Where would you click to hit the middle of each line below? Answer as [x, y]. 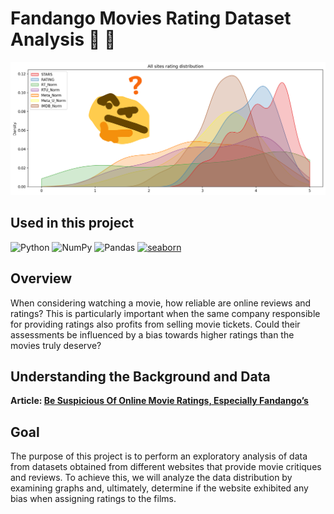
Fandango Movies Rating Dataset [151, 18]
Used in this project [72, 223]
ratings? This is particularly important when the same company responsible [165, 313]
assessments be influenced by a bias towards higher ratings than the [152, 334]
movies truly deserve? [56, 345]
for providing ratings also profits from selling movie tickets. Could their [155, 324]
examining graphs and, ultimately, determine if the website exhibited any [159, 488]
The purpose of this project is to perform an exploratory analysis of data [159, 456]
